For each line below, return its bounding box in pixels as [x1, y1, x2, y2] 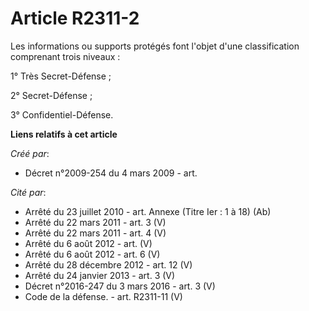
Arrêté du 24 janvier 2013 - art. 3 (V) [24, 269, 176, 281]
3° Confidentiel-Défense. [10, 108, 114, 121]
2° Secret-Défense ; [10, 89, 93, 101]
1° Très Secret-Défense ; [10, 70, 112, 82]
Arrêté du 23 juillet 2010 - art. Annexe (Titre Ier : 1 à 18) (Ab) [24, 205, 272, 217]
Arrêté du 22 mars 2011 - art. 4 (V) [24, 227, 167, 239]
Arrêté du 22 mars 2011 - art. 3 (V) [24, 216, 167, 228]
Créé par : [10, 147, 50, 159]
